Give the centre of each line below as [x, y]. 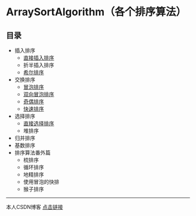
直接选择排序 [38, 123]
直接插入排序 [38, 58]
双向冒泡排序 [38, 94]
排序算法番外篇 [32, 153]
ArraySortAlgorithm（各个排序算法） [96, 12]
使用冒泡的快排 [41, 182]
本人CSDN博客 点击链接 [34, 207]
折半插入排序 [38, 65]
